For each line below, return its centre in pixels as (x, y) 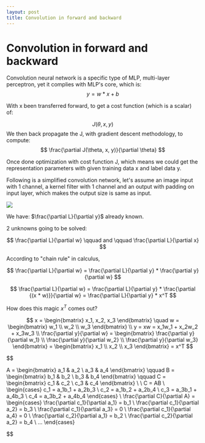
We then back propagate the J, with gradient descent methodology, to (95, 134)
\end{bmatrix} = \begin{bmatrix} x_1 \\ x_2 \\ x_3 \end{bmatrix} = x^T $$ (103, 346)
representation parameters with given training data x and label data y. (94, 168)
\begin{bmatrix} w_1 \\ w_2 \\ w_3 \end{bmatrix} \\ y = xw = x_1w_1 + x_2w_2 (103, 327)
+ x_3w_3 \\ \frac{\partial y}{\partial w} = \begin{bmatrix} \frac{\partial (100, 333)
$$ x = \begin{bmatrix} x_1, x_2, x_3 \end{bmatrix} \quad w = (103, 320)
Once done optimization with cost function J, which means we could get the (102, 162)
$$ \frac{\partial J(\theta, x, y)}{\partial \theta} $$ (103, 150)
